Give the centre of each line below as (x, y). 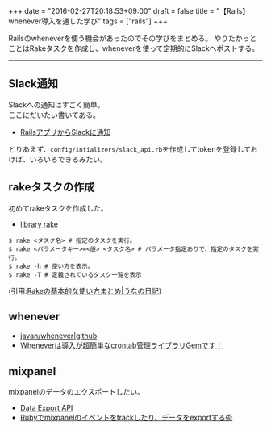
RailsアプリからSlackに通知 (65, 132)
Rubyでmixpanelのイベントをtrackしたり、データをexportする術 (126, 418)
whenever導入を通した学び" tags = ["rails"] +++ (88, 21)
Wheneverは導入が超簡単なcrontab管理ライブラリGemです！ (121, 345)
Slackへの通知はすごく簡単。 (56, 104)
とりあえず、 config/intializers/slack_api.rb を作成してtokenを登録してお (133, 149)
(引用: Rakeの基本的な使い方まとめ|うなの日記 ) (85, 290)
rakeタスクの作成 (52, 187)
